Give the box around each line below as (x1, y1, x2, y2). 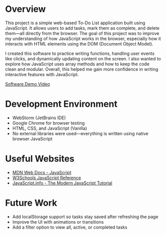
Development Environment (5, 98, 117, 110)
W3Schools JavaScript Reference (12, 175, 81, 181)
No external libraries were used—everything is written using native (12, 130, 149, 137)
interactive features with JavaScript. (5, 71, 79, 77)
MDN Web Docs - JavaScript (12, 169, 72, 175)
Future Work (5, 197, 57, 208)
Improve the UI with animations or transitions (12, 219, 104, 225)
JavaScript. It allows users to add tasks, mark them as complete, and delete (5, 25, 160, 31)
